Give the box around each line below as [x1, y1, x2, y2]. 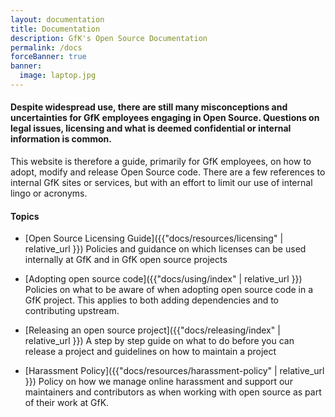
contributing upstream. [24, 305, 120, 317]
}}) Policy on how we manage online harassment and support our [24, 376, 293, 388]
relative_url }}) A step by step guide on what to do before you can [24, 335, 295, 347]
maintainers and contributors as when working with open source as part [24, 386, 322, 398]
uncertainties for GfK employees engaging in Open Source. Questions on [10, 112, 320, 124]
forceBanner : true [10, 52, 87, 62]
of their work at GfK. [24, 397, 110, 409]
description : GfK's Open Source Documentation [10, 33, 208, 43]
